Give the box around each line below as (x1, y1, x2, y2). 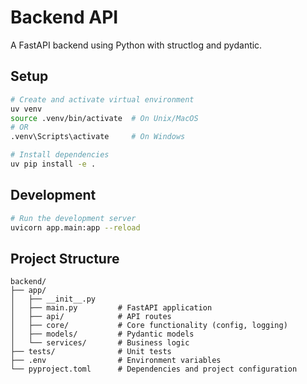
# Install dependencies (10, 150, 110, 160)
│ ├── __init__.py (10, 294, 97, 305)
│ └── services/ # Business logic (10, 338, 190, 348)
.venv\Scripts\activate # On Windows (10, 132, 186, 142)
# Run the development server (10, 213, 137, 223)
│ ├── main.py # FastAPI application (10, 303, 213, 313)
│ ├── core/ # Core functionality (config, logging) (10, 321, 288, 331)
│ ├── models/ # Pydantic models (10, 329, 195, 340)
